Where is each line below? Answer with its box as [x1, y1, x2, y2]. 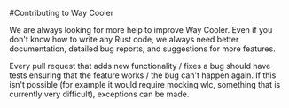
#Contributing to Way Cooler [9, 8, 113, 18]
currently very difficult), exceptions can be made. [9, 89, 190, 99]
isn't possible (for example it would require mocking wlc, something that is [9, 80, 281, 89]
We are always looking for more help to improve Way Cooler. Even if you [9, 25, 273, 35]
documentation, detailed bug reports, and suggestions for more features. [9, 43, 277, 54]
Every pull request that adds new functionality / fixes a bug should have [9, 61, 271, 71]
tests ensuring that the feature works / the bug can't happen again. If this [9, 70, 277, 81]
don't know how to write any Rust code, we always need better [9, 35, 239, 44]
